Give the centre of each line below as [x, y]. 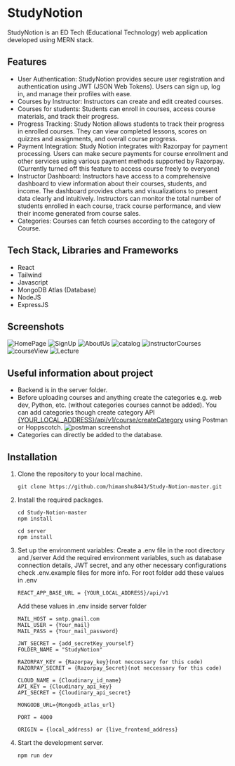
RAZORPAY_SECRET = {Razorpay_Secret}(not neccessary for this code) [120, 668]
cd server [32, 531]
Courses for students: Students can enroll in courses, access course [116, 109]
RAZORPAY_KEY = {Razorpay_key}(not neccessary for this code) [110, 662]
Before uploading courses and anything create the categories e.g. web [120, 398]
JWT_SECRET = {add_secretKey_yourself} [76, 644]
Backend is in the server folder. [62, 390]
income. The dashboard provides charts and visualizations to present [117, 190]
